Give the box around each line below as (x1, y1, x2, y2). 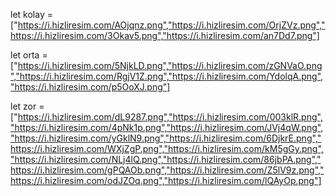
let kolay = (10, 9, 53, 20)
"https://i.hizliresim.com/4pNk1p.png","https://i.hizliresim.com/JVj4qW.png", (10, 122, 324, 133)
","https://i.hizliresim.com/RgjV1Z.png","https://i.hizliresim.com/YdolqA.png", (10, 70, 324, 82)
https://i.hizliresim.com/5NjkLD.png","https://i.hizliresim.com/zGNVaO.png (17, 60, 323, 71)
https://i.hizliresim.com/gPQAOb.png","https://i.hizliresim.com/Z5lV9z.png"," (10, 164, 325, 176)
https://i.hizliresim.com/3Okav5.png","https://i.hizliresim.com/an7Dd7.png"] (10, 30, 320, 41)
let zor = (10, 100, 45, 112)
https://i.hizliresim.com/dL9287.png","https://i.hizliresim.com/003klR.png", (17, 111, 323, 123)
